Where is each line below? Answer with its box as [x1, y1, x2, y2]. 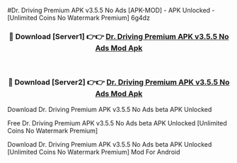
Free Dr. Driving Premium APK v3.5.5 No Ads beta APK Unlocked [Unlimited [7, 118, 228, 127]
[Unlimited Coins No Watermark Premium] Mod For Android [7, 147, 180, 156]
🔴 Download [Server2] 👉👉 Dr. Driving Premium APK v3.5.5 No [8, 77, 230, 87]
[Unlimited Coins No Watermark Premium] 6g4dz [7, 13, 151, 22]
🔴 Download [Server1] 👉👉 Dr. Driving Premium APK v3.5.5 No [8, 31, 229, 41]
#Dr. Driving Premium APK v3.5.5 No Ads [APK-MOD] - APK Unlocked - [7, 6, 215, 14]
